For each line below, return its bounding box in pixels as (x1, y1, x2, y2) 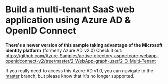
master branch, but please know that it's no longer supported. (5, 73, 135, 79)
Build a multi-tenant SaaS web (5, 4, 135, 15)
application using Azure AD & (5, 14, 131, 26)
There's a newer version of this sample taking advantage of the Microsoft (5, 41, 163, 48)
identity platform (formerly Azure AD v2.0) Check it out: (5, 47, 123, 53)
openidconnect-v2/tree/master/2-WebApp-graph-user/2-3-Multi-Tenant (5, 58, 156, 64)
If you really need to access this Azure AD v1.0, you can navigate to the (5, 67, 153, 74)
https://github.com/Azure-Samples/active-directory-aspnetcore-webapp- (5, 52, 159, 59)
